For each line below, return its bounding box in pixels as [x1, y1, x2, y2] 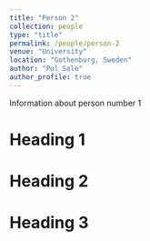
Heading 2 [9, 171, 89, 192]
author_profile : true [9, 73, 92, 82]
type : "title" [9, 30, 64, 39]
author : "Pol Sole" [9, 65, 84, 74]
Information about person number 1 [9, 97, 142, 108]
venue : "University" [9, 47, 88, 56]
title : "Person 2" [9, 13, 79, 23]
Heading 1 [9, 129, 86, 150]
